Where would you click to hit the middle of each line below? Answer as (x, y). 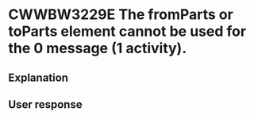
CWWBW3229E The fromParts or (121, 15)
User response (45, 104)
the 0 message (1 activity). (98, 48)
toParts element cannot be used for (127, 31)
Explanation (38, 77)
